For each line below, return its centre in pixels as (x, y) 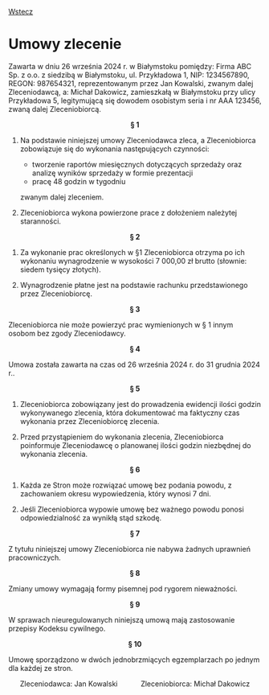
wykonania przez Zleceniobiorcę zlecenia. (90, 421)
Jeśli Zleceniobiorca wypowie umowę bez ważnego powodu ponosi (132, 509)
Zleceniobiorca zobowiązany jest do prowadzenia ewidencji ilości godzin (140, 404)
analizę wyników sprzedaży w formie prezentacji (112, 173)
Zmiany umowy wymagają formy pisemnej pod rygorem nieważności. (123, 588)
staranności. (41, 221)
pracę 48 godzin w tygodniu (79, 181)
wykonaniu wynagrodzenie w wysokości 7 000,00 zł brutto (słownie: (133, 261)
